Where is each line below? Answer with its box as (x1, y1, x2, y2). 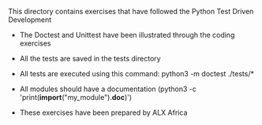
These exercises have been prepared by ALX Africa (19, 108, 188, 117)
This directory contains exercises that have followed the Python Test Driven (8, 7, 254, 16)
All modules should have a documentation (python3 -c (19, 84, 197, 94)
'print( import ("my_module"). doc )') (19, 93, 133, 101)
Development (8, 15, 52, 24)
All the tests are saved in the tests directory (19, 54, 161, 63)
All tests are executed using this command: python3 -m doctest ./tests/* (19, 69, 255, 78)
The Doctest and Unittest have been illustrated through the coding (19, 31, 235, 39)
